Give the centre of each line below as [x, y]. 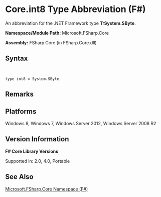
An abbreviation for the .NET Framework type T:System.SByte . [71, 23]
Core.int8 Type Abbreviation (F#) [76, 9]
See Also [19, 177]
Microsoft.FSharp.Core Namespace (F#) [47, 189]
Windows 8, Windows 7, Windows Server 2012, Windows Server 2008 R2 [81, 123]
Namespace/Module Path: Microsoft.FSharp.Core [57, 33]
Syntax [17, 59]
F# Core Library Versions [32, 151]
